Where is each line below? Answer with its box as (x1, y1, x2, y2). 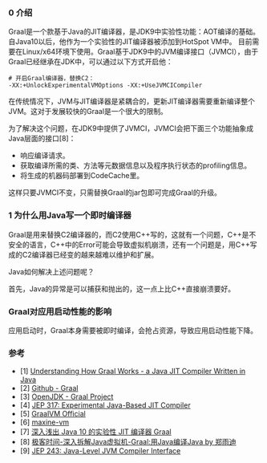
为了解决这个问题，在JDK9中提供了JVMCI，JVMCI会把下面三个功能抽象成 (8, 124, 254, 133)
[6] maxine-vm (19, 417, 70, 427)
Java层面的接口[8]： (8, 134, 76, 144)
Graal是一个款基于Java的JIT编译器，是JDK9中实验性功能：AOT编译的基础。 (8, 26, 261, 37)
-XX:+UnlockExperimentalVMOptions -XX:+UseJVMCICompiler (8, 82, 203, 90)
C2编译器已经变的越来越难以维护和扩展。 (22, 250, 159, 259)
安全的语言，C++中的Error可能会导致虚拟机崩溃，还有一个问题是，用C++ (8, 239, 251, 250)
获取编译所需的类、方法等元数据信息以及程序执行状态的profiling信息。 (19, 160, 252, 170)
